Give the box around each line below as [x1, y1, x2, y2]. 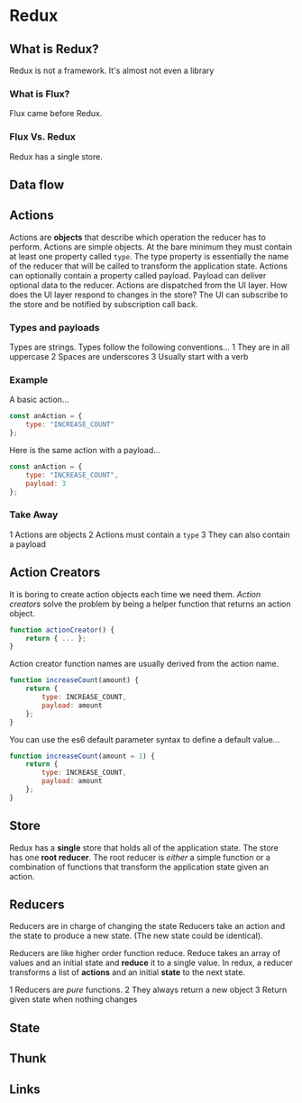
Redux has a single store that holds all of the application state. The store [9, 842, 279, 852]
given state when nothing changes [9, 994, 138, 1005]
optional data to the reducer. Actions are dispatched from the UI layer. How [9, 279, 288, 290]
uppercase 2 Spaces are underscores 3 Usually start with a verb [9, 351, 249, 362]
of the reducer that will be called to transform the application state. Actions [9, 260, 288, 271]
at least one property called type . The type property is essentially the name [9, 251, 289, 261]
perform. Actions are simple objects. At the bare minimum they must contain [9, 241, 293, 252]
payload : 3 [25, 479, 67, 488]
